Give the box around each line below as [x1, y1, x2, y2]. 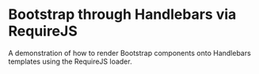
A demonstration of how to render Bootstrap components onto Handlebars [8, 48, 251, 57]
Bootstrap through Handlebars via [8, 6, 237, 24]
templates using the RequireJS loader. [8, 57, 132, 66]
